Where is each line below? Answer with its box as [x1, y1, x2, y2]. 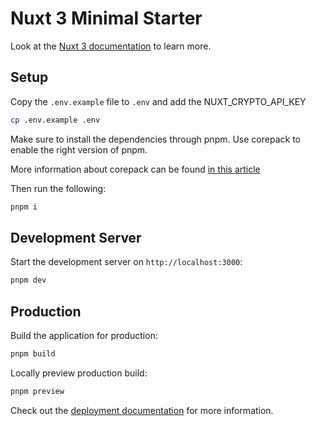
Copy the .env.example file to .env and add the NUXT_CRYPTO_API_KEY [10, 95, 307, 107]
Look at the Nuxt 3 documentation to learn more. [10, 40, 212, 52]
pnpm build [10, 349, 56, 359]
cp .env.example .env [10, 115, 101, 125]
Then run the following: [10, 182, 107, 194]
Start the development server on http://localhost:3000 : [10, 256, 243, 268]
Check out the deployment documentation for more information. [10, 404, 274, 416]
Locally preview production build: [10, 367, 148, 379]
